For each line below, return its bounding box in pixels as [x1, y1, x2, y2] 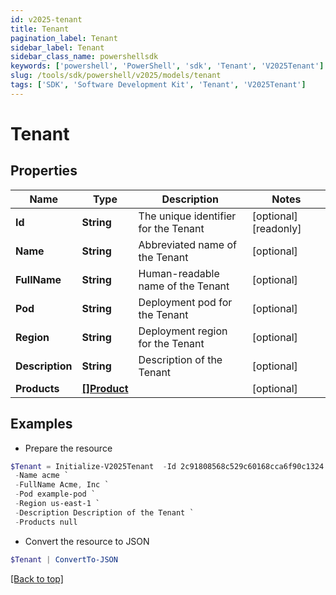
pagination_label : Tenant [10, 33, 118, 43]
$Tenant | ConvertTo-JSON [10, 554, 118, 565]
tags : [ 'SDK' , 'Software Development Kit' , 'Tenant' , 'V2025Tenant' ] [10, 80, 307, 90]
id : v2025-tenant [10, 14, 83, 25]
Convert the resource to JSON [24, 535, 150, 547]
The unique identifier [138, 209, 237, 223]
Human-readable [138, 266, 220, 280]
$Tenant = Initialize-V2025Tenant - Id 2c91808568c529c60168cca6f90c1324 [10, 461, 325, 471]
